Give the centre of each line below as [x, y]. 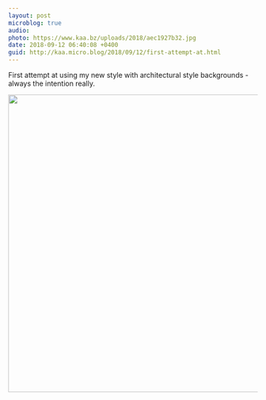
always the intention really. [51, 83]
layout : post [30, 15]
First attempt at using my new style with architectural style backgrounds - [129, 75]
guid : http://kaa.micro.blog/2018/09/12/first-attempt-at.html [115, 52]
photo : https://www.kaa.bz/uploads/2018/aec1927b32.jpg [102, 38]
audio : [19, 30]
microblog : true [35, 23]
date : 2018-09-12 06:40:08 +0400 [63, 45]
